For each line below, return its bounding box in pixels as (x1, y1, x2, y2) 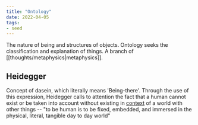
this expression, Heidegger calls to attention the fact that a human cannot (6, 93, 186, 101)
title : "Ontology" (6, 8, 52, 15)
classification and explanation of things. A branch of (6, 48, 134, 55)
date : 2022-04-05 (6, 14, 49, 20)
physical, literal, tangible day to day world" (6, 112, 111, 119)
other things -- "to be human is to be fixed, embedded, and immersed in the (6, 106, 192, 113)
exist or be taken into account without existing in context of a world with (6, 100, 183, 107)
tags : (6, 20, 20, 25)
